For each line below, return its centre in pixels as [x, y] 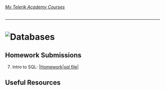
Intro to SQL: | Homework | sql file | [45, 67]
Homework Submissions [43, 55]
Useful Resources [33, 82]
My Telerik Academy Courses [35, 7]
